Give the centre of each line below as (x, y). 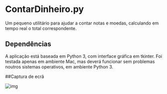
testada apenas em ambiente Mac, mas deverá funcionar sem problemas (80, 61)
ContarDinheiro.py (44, 9)
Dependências (28, 44)
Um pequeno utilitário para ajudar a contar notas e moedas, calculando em (82, 23)
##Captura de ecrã (25, 76)
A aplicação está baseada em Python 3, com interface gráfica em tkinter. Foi (84, 56)
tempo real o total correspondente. (41, 28)
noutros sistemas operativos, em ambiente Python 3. (59, 66)
